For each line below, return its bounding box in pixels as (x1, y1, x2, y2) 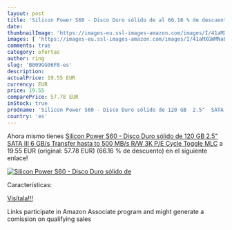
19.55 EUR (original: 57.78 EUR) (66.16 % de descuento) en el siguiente (7, 146, 208, 155)
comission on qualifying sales (7, 215, 92, 223)
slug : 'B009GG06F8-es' (7, 61, 72, 68)
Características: (7, 180, 52, 189)
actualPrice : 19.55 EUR (7, 74, 76, 82)
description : (7, 68, 45, 75)
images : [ (7, 36, 36, 43)
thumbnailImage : (7, 29, 54, 37)
